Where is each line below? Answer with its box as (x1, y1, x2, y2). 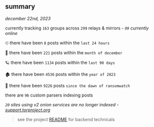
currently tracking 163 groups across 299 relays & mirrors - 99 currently (5, 25, 149, 31)
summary (5, 2, 36, 11)
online (5, 30, 18, 36)
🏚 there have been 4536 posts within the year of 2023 (5, 71, 116, 77)
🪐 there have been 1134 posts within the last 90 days (5, 60, 115, 65)
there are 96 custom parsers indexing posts (5, 92, 93, 98)
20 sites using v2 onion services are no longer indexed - (5, 101, 119, 107)
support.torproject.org (5, 107, 50, 113)
